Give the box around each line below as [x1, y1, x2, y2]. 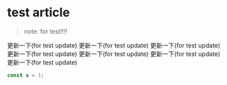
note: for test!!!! [23, 27, 68, 35]
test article [7, 5, 71, 20]
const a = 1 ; [7, 71, 45, 79]
